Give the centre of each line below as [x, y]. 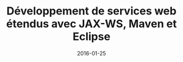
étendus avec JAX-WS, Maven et [91, 24]
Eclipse [91, 37]
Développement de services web [91, 11]
